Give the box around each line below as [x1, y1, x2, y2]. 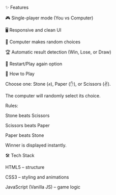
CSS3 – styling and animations [5, 174, 69, 180]
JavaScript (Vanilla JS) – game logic [5, 184, 80, 190]
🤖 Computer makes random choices [5, 39, 80, 45]
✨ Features [5, 5, 29, 10]
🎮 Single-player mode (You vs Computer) [5, 15, 94, 21]
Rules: [5, 103, 19, 109]
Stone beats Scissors [5, 112, 50, 118]
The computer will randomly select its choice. [5, 93, 101, 99]
